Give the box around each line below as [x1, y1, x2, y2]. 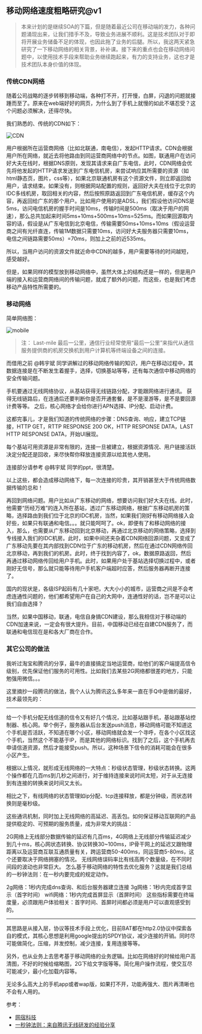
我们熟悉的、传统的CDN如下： [6, 120, 81, 127]
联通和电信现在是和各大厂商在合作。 [6, 628, 96, 636]
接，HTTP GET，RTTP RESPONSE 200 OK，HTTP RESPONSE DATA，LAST [6, 423, 194, 430]
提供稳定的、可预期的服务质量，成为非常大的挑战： [6, 820, 133, 827]
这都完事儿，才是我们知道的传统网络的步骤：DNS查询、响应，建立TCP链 [6, 415, 186, 423]
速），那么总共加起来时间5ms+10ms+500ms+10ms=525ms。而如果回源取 [6, 212, 188, 220]
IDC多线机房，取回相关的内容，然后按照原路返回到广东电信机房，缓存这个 [6, 190, 189, 197]
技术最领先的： [6, 695, 43, 702]
